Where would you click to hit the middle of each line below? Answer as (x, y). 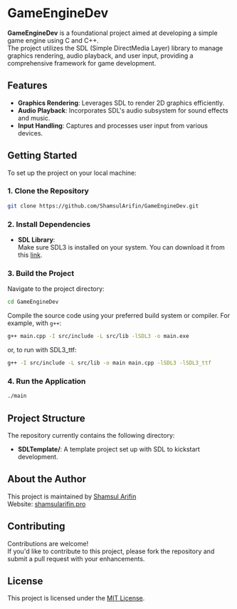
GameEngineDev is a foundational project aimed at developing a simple (113, 33)
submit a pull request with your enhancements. (76, 558)
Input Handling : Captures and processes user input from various (113, 126)
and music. (34, 118)
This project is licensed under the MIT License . (76, 598)
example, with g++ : (35, 323)
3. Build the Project (41, 273)
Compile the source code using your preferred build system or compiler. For (118, 316)
